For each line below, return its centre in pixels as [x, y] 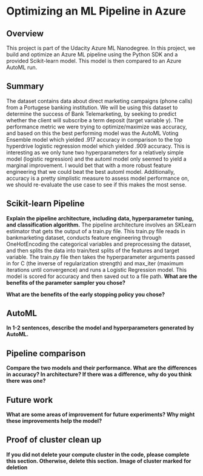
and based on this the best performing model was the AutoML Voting [92, 133]
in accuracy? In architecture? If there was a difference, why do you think [99, 374]
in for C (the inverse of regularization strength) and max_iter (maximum [95, 263]
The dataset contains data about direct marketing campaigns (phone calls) [99, 101]
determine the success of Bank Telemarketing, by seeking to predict [92, 114]
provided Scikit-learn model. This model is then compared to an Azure [94, 61]
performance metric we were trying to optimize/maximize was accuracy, [97, 127]
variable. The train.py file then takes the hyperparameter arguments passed [101, 257]
